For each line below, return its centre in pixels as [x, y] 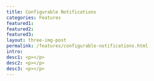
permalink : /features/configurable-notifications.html [77, 46]
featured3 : [20, 35]
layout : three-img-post [37, 40]
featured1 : [20, 23]
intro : [15, 52]
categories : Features [34, 18]
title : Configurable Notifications [51, 12]
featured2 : [20, 29]
